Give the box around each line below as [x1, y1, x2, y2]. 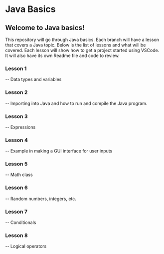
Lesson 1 [5, 65, 27, 72]
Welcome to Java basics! [5, 23, 85, 32]
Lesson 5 [5, 160, 28, 167]
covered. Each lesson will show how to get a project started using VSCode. [5, 47, 160, 53]
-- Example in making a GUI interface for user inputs [5, 148, 113, 154]
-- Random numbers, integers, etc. [5, 195, 76, 201]
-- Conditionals [5, 219, 36, 225]
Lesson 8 [5, 232, 28, 238]
